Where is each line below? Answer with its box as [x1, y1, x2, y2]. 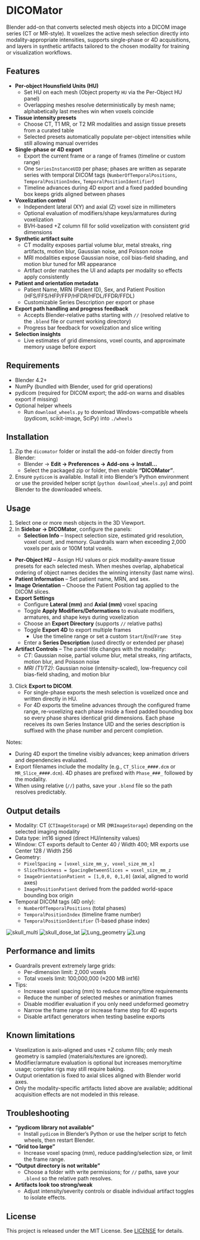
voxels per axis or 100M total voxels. [23, 545, 113, 552]
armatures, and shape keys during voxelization [23, 613, 139, 621]
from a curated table [23, 126, 75, 134]
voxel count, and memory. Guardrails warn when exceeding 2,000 [23, 539, 186, 546]
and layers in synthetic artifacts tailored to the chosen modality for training [6, 43, 190, 50]
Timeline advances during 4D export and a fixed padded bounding [23, 184, 188, 191]
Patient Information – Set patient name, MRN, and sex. [14, 576, 150, 583]
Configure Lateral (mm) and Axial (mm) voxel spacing [23, 601, 158, 608]
